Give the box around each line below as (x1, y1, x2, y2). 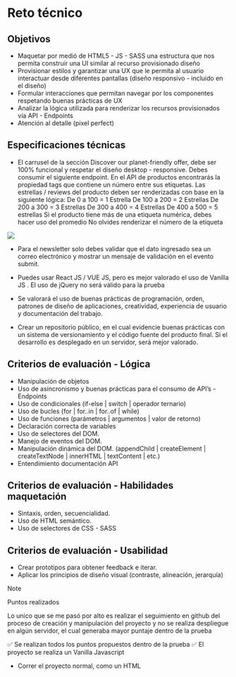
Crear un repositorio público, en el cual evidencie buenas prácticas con (17, 322, 225, 331)
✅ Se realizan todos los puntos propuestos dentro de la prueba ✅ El (7, 640, 204, 649)
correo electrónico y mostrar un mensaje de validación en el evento (17, 252, 213, 260)
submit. (17, 259, 40, 268)
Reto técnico (7, 5, 83, 21)
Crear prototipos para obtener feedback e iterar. (17, 563, 157, 571)
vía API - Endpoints (17, 111, 74, 120)
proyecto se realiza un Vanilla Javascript (7, 648, 125, 657)
